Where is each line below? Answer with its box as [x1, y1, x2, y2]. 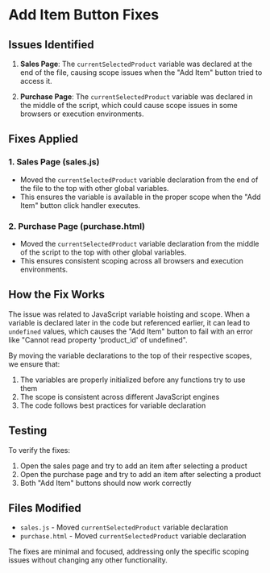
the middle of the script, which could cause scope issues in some [19, 101, 238, 110]
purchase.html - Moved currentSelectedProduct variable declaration [19, 531, 247, 541]
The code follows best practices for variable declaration [19, 401, 206, 410]
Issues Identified [8, 38, 94, 52]
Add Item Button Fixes [8, 6, 160, 24]
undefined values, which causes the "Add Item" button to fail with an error [8, 326, 253, 336]
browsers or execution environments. [19, 109, 144, 118]
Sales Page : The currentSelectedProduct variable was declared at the [19, 59, 252, 69]
